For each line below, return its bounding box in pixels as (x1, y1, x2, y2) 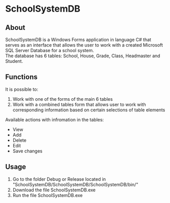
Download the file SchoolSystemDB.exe (12, 187, 96, 193)
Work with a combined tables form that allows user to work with (12, 101, 146, 107)
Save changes (12, 148, 43, 154)
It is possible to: (5, 86, 39, 92)
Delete (12, 137, 27, 143)
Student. (5, 58, 23, 64)
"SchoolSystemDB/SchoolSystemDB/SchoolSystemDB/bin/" (12, 181, 139, 187)
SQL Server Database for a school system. (5, 48, 94, 53)
